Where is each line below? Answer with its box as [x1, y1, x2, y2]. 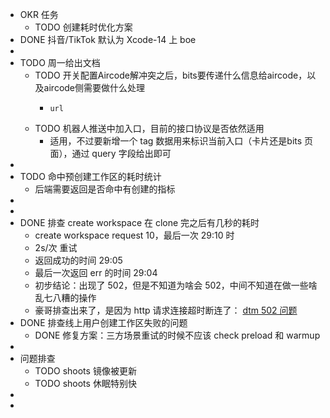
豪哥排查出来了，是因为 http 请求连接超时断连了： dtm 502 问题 [34, 304, 298, 316]
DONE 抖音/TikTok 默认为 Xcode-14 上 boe [19, 34, 197, 45]
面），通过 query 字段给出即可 [49, 148, 172, 159]
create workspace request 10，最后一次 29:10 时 [34, 229, 235, 241]
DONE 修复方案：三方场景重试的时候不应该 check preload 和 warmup [34, 329, 321, 341]
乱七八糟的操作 [34, 292, 97, 303]
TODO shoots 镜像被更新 [34, 365, 137, 377]
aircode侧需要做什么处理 [43, 82, 146, 93]
